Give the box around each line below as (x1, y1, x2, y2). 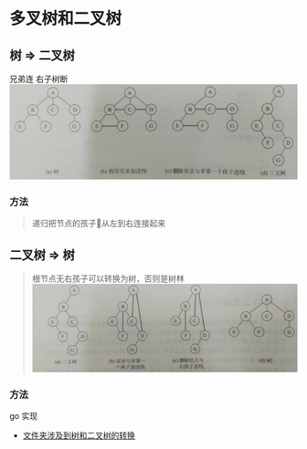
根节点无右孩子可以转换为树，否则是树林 (31, 273, 185, 284)
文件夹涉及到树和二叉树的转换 (22, 430, 135, 441)
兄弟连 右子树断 (9, 74, 69, 84)
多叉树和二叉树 (9, 8, 122, 29)
